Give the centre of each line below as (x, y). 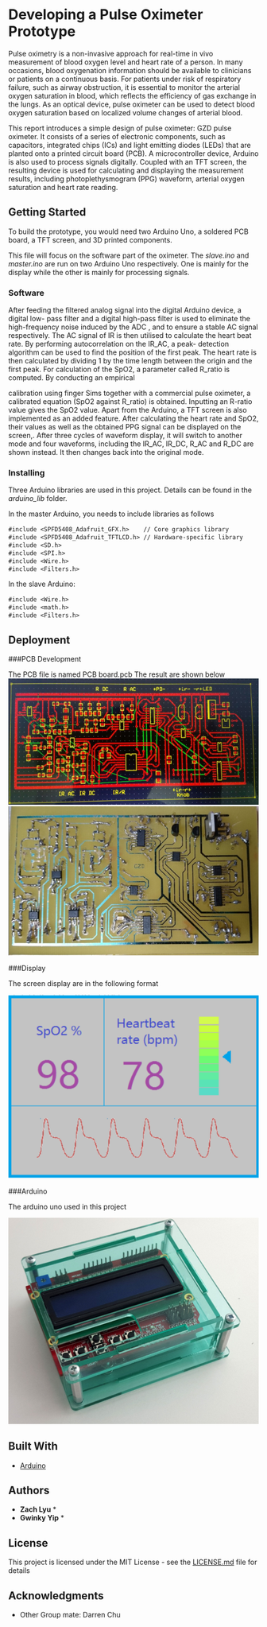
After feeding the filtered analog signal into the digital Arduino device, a (125, 310)
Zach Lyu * (38, 1509)
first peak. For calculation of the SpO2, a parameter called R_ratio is (119, 369)
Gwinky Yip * (42, 1518)
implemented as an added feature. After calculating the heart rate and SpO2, (133, 418)
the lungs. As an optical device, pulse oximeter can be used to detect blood (132, 104)
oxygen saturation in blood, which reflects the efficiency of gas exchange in (132, 95)
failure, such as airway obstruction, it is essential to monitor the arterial (124, 87)
